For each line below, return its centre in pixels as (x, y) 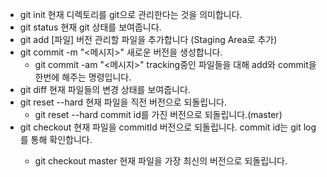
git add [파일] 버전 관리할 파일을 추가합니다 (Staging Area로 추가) (148, 39)
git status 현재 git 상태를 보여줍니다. (90, 27)
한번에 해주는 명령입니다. (83, 77)
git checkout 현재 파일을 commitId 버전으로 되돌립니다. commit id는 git (160, 127)
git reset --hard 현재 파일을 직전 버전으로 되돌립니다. (123, 102)
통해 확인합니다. (61, 139)
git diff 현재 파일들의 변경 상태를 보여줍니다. (105, 89)
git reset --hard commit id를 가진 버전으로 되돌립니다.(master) (158, 114)
